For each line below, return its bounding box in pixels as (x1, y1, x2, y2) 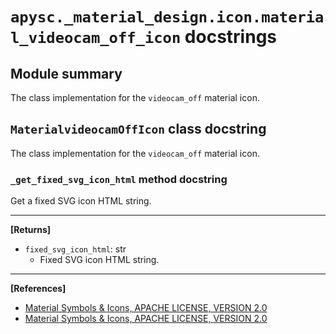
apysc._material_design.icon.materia (10, 8, 325, 27)
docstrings (184, 26, 277, 48)
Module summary (10, 65, 123, 82)
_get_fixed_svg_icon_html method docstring (10, 172, 228, 186)
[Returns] (10, 224, 52, 236)
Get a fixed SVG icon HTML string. (10, 195, 152, 207)
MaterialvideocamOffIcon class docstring (10, 121, 267, 138)
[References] (10, 283, 67, 295)
